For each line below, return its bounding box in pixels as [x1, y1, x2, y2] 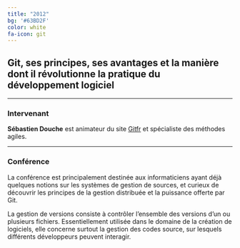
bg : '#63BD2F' [7, 17, 50, 24]
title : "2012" [7, 10, 50, 18]
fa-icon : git [7, 30, 46, 38]
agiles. [7, 133, 27, 141]
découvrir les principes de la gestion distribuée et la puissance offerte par [7, 188, 225, 197]
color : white [7, 24, 46, 31]
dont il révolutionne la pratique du [7, 68, 161, 80]
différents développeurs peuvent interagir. [7, 232, 131, 241]
